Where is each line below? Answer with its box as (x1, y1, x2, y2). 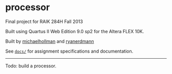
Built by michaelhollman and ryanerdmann (5, 38, 94, 44)
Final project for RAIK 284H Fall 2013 (5, 18, 83, 24)
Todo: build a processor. (5, 63, 56, 69)
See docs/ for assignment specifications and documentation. (5, 48, 134, 54)
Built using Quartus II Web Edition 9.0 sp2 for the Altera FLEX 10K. (5, 28, 144, 34)
